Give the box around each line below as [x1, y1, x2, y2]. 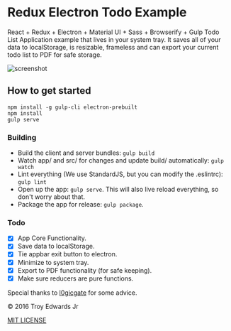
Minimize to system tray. [17, 258, 89, 266]
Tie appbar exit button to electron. [17, 250, 118, 259]
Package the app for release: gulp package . [17, 200, 144, 209]
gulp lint [17, 179, 47, 186]
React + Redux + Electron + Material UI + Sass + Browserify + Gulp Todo [7, 28, 220, 36]
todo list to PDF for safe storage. [7, 50, 103, 59]
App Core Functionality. [17, 234, 87, 242]
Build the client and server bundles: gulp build [17, 148, 155, 157]
